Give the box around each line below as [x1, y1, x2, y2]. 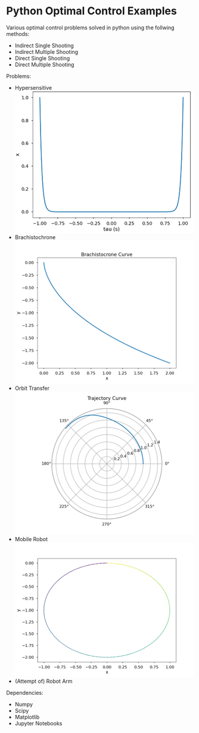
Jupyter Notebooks [14, 719, 63, 727]
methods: [6, 30, 30, 37]
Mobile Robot [14, 535, 48, 542]
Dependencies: [6, 689, 43, 696]
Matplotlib [14, 713, 40, 720]
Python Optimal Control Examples [6, 4, 177, 18]
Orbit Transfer [14, 384, 49, 392]
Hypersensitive [14, 84, 52, 91]
